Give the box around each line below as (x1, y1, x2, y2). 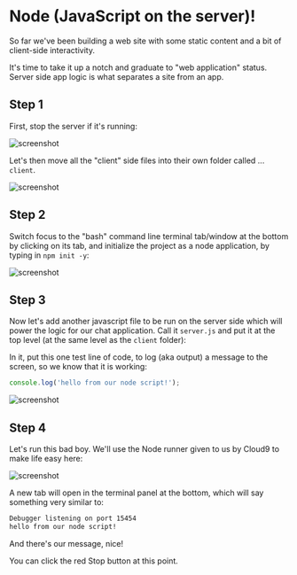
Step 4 (9, 420, 47, 435)
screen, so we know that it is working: (9, 361, 148, 372)
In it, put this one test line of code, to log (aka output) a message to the (9, 352, 269, 362)
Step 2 (9, 207, 46, 222)
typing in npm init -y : (9, 250, 90, 260)
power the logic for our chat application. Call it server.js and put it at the (9, 325, 276, 336)
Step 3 (9, 292, 46, 307)
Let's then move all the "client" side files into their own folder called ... (9, 155, 265, 166)
